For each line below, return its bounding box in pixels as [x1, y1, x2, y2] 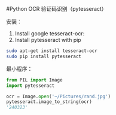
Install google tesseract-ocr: [14, 30, 85, 37]
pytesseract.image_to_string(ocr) [6, 99, 93, 105]
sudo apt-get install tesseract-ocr [6, 48, 97, 54]
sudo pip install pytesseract [6, 53, 82, 59]
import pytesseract [6, 83, 55, 89]
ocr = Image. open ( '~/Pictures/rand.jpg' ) [6, 93, 111, 99]
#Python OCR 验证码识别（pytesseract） [6, 5, 107, 12]
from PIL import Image [6, 77, 63, 83]
